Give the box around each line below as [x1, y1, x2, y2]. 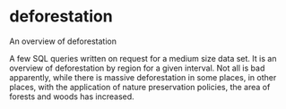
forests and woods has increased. [9, 91, 134, 102]
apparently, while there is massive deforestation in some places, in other [9, 71, 277, 82]
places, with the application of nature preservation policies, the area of [9, 81, 271, 92]
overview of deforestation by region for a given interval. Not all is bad [9, 63, 265, 73]
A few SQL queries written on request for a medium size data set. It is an [9, 53, 277, 63]
